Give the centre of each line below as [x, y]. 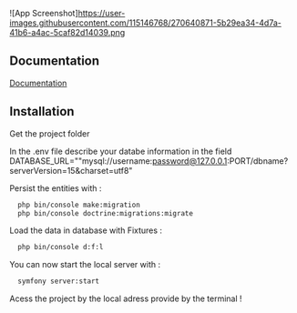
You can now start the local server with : [85, 265]
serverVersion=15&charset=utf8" [71, 170]
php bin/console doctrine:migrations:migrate [106, 213]
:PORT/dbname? [257, 161]
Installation [42, 111]
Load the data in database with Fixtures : [86, 230]
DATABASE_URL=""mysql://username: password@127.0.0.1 [118, 161]
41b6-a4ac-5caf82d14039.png [67, 32]
